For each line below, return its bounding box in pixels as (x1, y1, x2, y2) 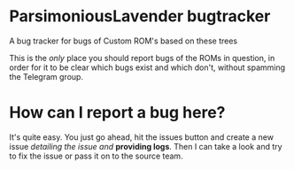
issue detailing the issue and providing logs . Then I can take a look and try (9, 141, 282, 151)
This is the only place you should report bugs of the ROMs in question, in (9, 52, 275, 63)
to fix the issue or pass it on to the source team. (9, 151, 183, 161)
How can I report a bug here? (9, 103, 226, 123)
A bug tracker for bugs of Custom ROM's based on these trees (9, 35, 237, 46)
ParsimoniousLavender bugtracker (9, 6, 271, 27)
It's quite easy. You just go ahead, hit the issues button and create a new (9, 131, 275, 143)
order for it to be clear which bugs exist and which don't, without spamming (9, 62, 286, 73)
